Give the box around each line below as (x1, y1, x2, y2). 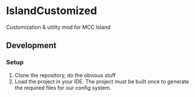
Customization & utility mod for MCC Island (6, 24, 111, 31)
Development (6, 41, 57, 51)
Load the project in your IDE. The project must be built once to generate (14, 78, 190, 85)
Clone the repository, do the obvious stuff (14, 72, 116, 79)
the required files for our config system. (14, 84, 111, 91)
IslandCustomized (6, 4, 97, 18)
